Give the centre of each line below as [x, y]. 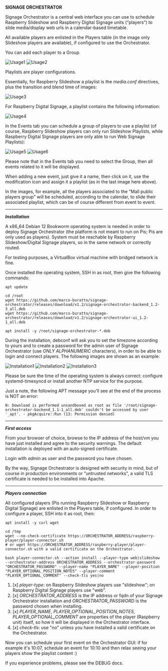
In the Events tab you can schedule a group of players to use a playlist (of [81, 126]
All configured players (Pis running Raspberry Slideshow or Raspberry [77, 503]
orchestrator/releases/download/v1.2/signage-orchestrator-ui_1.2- [77, 318]
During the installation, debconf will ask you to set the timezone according [81, 340]
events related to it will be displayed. [43, 167]
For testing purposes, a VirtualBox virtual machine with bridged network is [82, 257]
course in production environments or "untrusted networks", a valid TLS [79, 473]
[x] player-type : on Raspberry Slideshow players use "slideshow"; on [83, 585]
